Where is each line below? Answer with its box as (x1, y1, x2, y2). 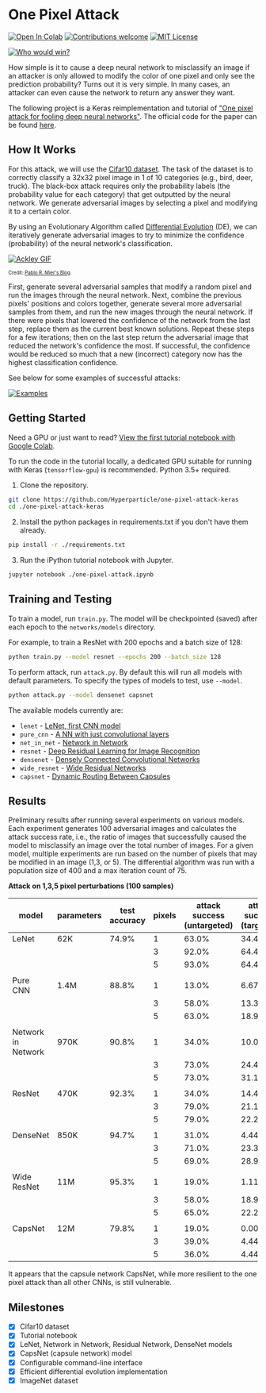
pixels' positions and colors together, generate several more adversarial (8, 298, 242, 308)
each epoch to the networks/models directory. (8, 621, 156, 632)
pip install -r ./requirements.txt (8, 541, 126, 549)
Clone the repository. (19, 480, 89, 490)
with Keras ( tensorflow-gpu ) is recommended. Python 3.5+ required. (8, 464, 231, 474)
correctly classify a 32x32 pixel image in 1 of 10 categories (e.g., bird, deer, (8, 172, 253, 182)
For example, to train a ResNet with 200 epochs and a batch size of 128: (8, 637, 243, 647)
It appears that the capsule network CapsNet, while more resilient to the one (8, 1269, 257, 1279)
